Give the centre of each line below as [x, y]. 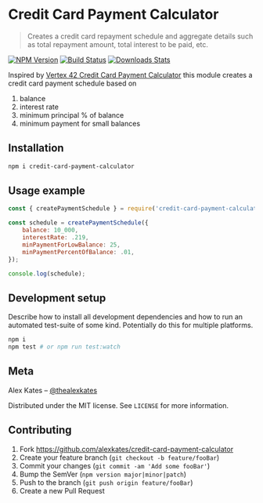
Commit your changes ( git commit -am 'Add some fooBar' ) [115, 465]
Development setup [57, 298]
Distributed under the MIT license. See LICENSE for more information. [119, 405]
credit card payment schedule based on [72, 83]
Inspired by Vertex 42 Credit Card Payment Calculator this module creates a [130, 75]
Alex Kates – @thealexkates [53, 390]
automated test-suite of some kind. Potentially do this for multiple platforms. [131, 325]
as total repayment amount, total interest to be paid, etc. [118, 44]
